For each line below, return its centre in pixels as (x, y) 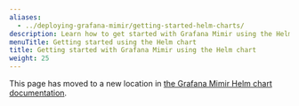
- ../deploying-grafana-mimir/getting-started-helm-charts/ (131, 26)
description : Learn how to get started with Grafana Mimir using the (141, 34)
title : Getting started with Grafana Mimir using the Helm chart (133, 50)
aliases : (25, 17)
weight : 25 (29, 58)
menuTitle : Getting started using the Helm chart (103, 42)
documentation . (38, 93)
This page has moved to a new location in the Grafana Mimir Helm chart (141, 83)
